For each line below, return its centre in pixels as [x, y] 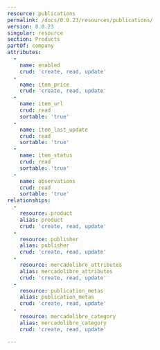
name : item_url [42, 104]
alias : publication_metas [57, 297]
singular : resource [35, 33]
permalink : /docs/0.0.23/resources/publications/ [80, 20]
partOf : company [30, 46]
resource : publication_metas [62, 291]
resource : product [46, 213]
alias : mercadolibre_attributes [66, 271]
